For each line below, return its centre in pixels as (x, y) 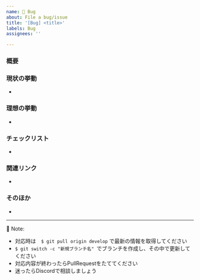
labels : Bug (21, 28)
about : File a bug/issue (37, 17)
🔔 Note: (15, 228)
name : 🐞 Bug (21, 12)
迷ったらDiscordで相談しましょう (56, 270)
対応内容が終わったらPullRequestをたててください (76, 263)
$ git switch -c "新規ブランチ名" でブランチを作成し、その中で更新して (102, 248)
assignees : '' (24, 34)
